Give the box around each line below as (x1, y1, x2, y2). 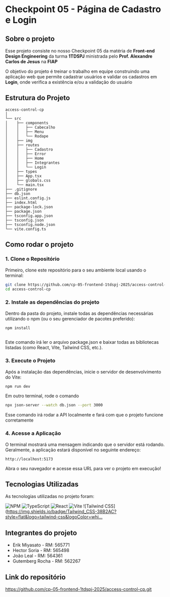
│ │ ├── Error (5, 151, 47, 156)
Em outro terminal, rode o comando (5, 393, 79, 399)
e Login (5, 14, 37, 26)
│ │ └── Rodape (5, 133, 49, 139)
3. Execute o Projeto (5, 357, 56, 364)
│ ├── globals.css (5, 178, 51, 183)
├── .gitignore (5, 187, 37, 192)
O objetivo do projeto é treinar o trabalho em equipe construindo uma (5, 68, 150, 74)
